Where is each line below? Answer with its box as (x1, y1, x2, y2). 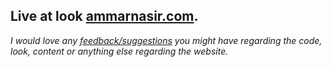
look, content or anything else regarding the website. (10, 45, 229, 57)
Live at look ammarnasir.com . (10, 8, 199, 25)
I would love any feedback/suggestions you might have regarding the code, (10, 34, 323, 46)
